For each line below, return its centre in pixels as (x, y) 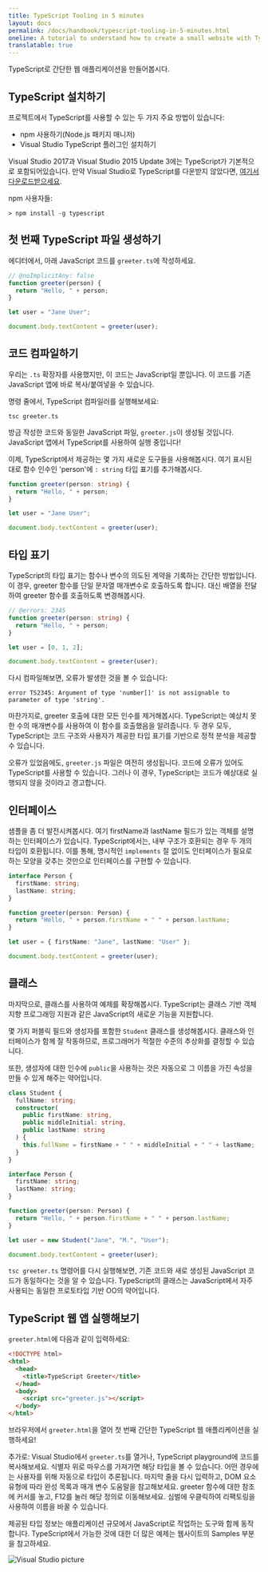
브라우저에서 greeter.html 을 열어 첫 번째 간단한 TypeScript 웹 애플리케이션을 (130, 1430)
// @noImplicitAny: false (51, 275)
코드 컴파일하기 (43, 353)
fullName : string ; (46, 1100)
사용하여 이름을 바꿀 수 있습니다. (59, 1507)
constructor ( (37, 1108)
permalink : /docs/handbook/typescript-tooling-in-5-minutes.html (119, 30)
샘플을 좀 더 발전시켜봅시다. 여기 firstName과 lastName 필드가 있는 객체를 (124, 831)
